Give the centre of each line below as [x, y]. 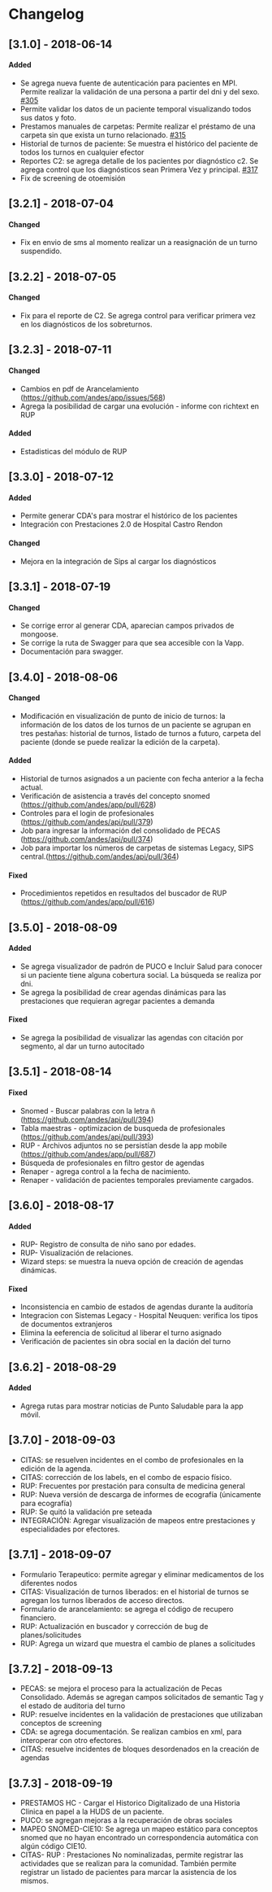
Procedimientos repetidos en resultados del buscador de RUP [123, 893]
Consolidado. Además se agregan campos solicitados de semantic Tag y [142, 1697]
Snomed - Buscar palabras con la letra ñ [88, 1110]
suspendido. [41, 251]
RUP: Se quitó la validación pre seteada [86, 1512]
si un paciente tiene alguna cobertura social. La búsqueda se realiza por [141, 974]
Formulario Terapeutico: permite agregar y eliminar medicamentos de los [142, 1574]
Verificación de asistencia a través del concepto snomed [115, 795]
